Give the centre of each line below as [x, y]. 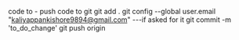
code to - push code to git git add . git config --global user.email [112, 11]
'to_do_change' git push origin [57, 28]
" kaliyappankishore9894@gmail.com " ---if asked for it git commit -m [119, 20]
